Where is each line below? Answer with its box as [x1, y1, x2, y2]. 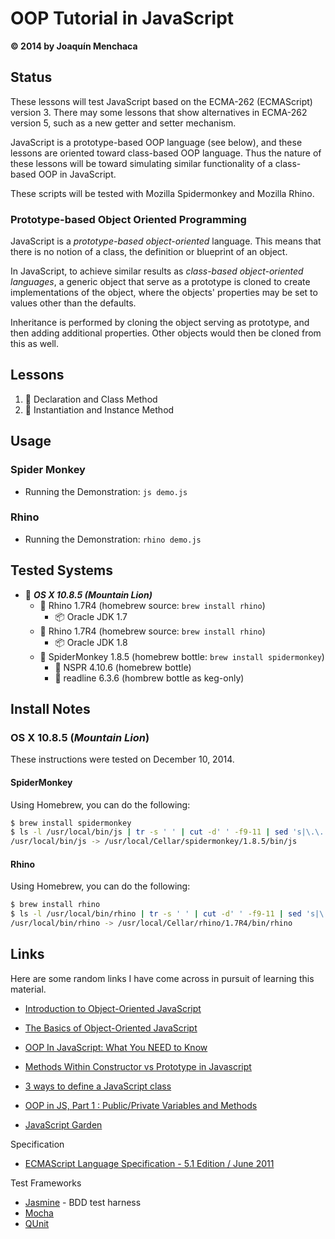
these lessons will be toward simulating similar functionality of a [10, 157, 273, 169]
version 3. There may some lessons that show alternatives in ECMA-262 [10, 106, 308, 118]
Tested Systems [10, 562, 113, 579]
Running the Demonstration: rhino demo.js [24, 533, 202, 545]
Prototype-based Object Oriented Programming [10, 212, 247, 226]
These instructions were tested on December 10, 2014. [10, 753, 235, 766]
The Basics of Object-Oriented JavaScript [24, 1022, 198, 1034]
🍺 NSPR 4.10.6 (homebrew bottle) [54, 661, 192, 673]
